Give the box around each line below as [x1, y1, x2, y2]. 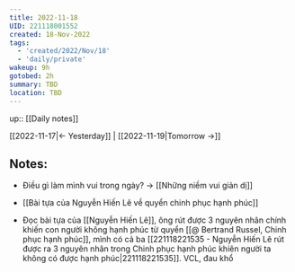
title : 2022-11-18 [9, 13, 78, 22]
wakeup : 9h [9, 64, 50, 73]
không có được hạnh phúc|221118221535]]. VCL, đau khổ [22, 253, 234, 264]
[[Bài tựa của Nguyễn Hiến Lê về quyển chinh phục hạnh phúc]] [22, 197, 259, 208]
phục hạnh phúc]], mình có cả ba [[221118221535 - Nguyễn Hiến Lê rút [22, 234, 285, 245]
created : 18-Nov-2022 [9, 30, 91, 39]
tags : [9, 38, 30, 48]
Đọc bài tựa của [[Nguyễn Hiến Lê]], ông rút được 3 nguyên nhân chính [22, 215, 287, 225]
